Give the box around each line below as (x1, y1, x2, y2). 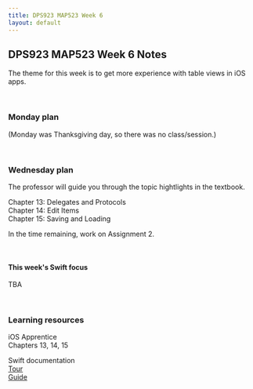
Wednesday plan (8, 164, 74, 175)
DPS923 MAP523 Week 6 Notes (8, 48, 167, 61)
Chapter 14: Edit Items (8, 205, 80, 215)
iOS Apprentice (8, 333, 57, 342)
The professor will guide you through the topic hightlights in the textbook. (8, 182, 245, 191)
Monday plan (8, 111, 60, 122)
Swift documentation (8, 356, 76, 365)
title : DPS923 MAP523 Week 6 (8, 11, 103, 20)
